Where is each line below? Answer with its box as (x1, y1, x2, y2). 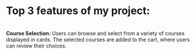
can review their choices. (6, 42, 67, 49)
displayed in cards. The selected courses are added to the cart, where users (6, 36, 190, 43)
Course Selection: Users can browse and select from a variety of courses (6, 29, 185, 36)
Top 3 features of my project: (6, 4, 150, 18)
